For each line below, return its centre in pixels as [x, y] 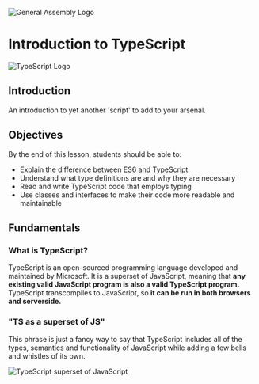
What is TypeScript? [48, 250]
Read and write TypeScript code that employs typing [105, 186]
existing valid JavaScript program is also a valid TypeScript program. [124, 284]
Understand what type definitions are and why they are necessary [128, 177]
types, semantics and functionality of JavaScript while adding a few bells [128, 348]
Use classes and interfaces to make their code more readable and [127, 195]
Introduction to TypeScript [97, 44]
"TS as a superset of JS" [57, 322]
